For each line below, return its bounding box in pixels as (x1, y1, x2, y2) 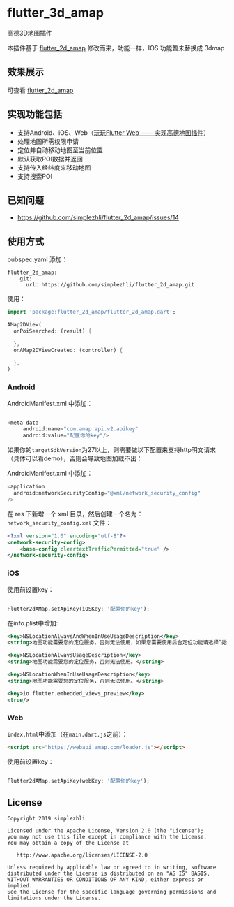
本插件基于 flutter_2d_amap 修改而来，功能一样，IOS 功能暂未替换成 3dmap (7, 43, 225, 52)
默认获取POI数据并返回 (17, 154, 84, 163)
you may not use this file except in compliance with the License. (7, 834, 208, 841)
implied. (7, 883, 33, 890)
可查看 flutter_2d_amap (7, 86, 74, 94)
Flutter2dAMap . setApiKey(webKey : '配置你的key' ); (7, 777, 150, 784)
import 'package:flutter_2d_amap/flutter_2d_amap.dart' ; (7, 309, 176, 316)
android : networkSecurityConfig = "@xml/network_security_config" (13, 490, 201, 497)
